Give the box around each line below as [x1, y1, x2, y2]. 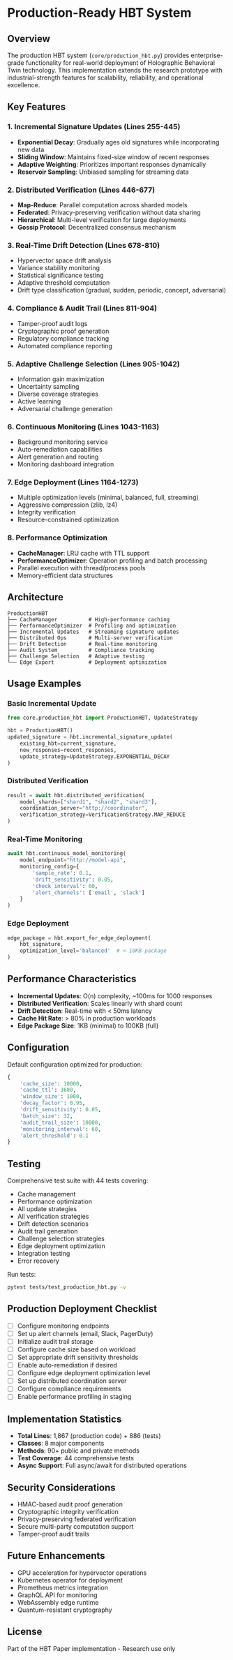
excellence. [7, 81, 40, 89]
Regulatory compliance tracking [17, 334, 110, 343]
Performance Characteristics [7, 973, 137, 985]
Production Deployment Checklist [7, 1303, 158, 1315]
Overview [7, 33, 51, 45]
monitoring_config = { [20, 864, 80, 870]
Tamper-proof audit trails [17, 1530, 89, 1539]
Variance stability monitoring [17, 264, 100, 272]
